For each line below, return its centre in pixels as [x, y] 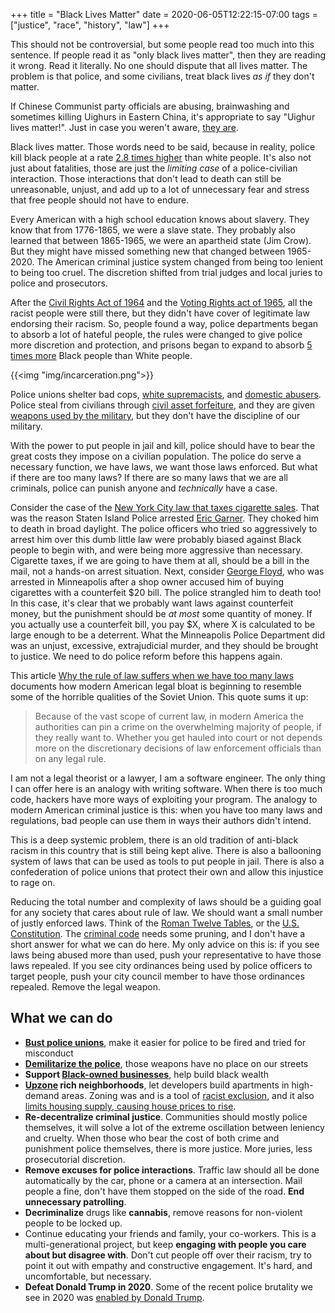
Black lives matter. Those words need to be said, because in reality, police [163, 147]
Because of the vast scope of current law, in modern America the [169, 716]
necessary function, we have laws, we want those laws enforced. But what [164, 467]
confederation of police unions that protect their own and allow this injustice [167, 872]
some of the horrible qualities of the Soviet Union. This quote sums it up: [159, 697]
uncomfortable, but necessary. [88, 1276]
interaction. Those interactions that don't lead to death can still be [146, 178]
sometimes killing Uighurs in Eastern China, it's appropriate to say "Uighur [163, 117]
